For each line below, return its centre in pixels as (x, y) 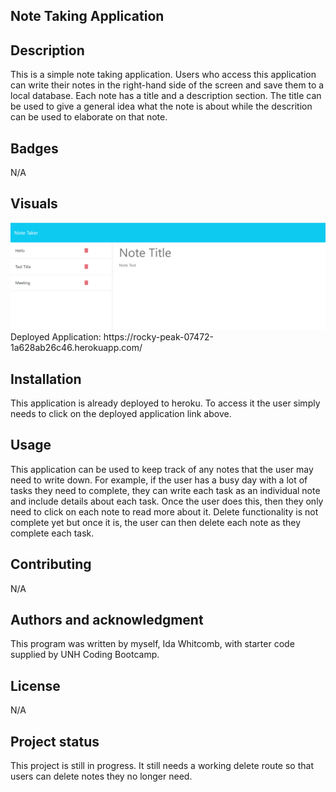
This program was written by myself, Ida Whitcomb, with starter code (152, 644)
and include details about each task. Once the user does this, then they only (167, 501)
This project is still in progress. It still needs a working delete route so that (162, 765)
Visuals (34, 204)
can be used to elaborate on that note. (89, 117)
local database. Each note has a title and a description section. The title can (166, 96)
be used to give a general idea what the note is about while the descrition (161, 106)
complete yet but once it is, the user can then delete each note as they (156, 522)
